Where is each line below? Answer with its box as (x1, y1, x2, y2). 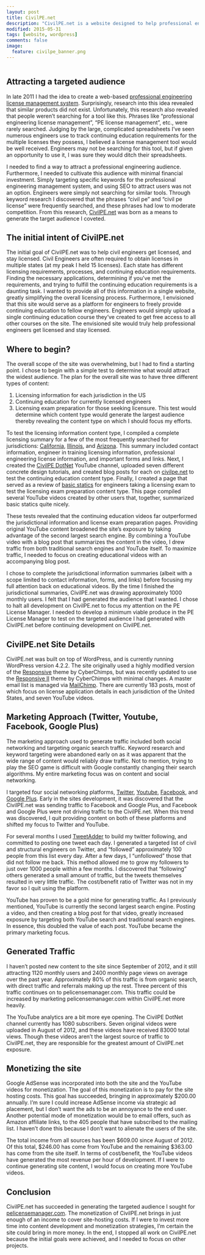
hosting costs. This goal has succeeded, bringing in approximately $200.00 (6, 1093, 196, 1100)
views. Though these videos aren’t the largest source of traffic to (6, 1032, 170, 1040)
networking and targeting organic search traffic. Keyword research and (6, 744, 185, 751)
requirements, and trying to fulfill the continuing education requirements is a (6, 281, 198, 289)
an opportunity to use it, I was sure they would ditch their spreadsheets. (6, 151, 187, 159)
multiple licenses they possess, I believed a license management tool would (6, 138, 196, 145)
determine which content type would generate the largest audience (15, 411, 185, 419)
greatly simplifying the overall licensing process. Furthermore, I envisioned (6, 294, 194, 301)
